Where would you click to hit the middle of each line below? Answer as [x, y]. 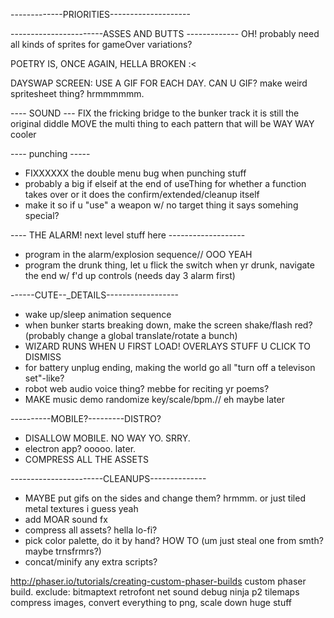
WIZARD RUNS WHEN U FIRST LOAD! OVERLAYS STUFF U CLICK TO [167, 346]
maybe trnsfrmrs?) [63, 551]
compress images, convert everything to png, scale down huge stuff [151, 602]
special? [42, 215]
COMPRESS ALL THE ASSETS [86, 459]
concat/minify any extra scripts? [91, 562]
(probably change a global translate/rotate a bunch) [131, 335]
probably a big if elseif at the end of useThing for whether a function [165, 183]
